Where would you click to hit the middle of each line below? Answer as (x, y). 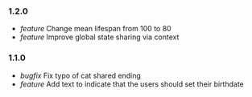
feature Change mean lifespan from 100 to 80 (95, 29)
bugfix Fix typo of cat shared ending (80, 75)
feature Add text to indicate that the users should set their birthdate (132, 84)
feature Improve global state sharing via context (99, 37)
